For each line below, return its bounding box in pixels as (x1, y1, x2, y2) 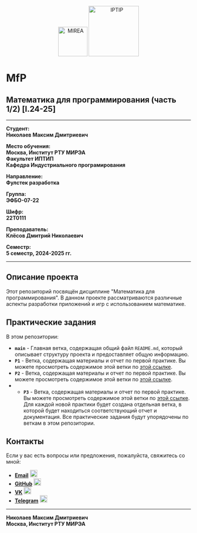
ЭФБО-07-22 (6, 197, 39, 204)
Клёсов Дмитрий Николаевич (6, 232, 83, 239)
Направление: (6, 173, 43, 179)
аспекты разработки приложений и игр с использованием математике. (6, 300, 186, 307)
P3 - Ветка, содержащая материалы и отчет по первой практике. (23, 388, 186, 395)
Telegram (14, 497, 39, 504)
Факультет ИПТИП (6, 155, 54, 162)
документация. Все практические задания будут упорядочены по (23, 413, 189, 420)
